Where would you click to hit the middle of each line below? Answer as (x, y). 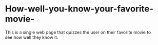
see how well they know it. (32, 37)
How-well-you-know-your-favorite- (79, 9)
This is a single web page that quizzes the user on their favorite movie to (78, 32)
